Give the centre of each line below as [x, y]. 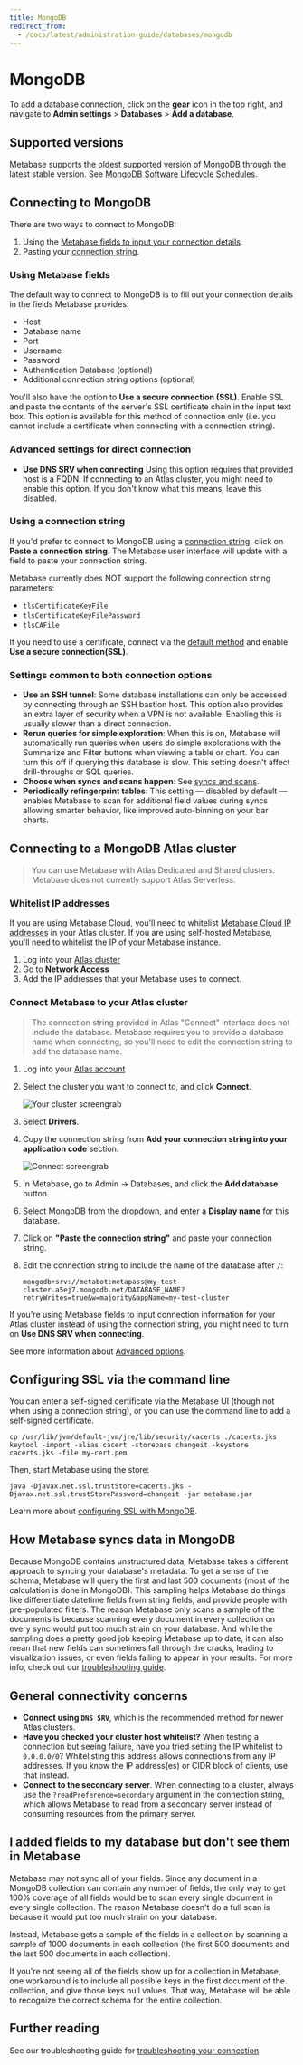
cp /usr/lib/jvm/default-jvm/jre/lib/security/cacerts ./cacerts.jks [143, 1437]
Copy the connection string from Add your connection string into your [155, 1138]
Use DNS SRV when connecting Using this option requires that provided [158, 469]
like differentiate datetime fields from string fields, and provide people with [148, 1600]
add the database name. [77, 1051]
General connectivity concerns [99, 1696]
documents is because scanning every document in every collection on [142, 1619]
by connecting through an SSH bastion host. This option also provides [153, 705]
